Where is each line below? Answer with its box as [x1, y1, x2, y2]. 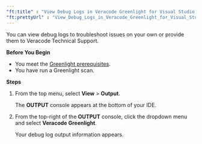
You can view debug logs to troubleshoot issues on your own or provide [6, 30, 185, 38]
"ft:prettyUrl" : [6, 14, 50, 20]
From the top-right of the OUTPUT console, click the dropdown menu [14, 113, 188, 120]
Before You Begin [6, 48, 50, 56]
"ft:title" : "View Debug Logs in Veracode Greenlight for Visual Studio [6, 8, 195, 15]
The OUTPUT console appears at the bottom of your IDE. [14, 101, 157, 108]
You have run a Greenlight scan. [14, 66, 94, 73]
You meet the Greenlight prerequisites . [14, 60, 111, 68]
